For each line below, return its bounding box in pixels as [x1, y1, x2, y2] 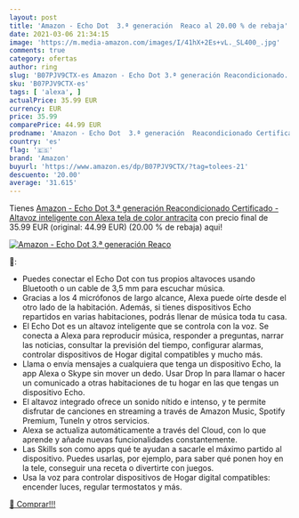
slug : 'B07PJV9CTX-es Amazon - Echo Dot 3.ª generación [9, 71, 221, 80]
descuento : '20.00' [9, 170, 82, 179]
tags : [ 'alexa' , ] [9, 87, 82, 96]
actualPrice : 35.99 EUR [9, 95, 98, 105]
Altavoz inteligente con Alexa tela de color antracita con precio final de [9, 213, 269, 223]
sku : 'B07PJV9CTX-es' [9, 79, 90, 88]
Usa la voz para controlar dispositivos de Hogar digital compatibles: [21, 473, 271, 483]
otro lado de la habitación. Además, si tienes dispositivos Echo [21, 302, 252, 312]
